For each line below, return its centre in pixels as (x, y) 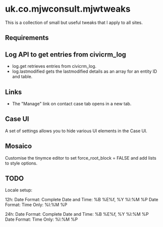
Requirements (27, 38)
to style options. (21, 163)
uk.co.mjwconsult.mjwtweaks (68, 9)
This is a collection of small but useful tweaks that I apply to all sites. (74, 22)
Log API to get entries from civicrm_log (66, 54)
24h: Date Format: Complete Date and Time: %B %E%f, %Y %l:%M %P (77, 214)
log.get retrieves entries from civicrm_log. (54, 66)
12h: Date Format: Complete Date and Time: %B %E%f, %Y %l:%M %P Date (82, 200)
